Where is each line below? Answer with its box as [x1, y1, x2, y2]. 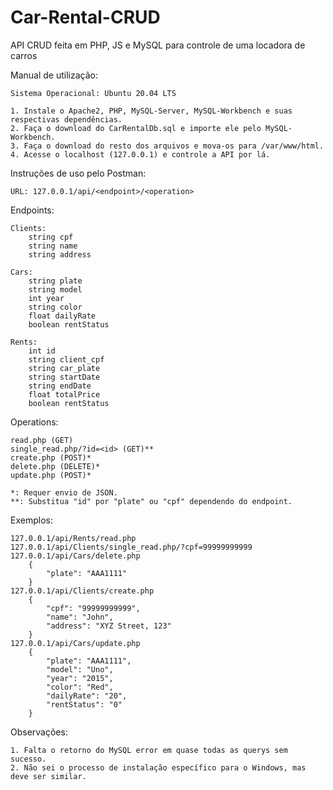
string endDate [28, 381, 92, 391]
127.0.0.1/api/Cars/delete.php [10, 551, 141, 561]
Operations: [10, 416, 59, 428]
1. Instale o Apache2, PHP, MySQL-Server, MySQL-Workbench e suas [10, 106, 293, 116]
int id [28, 346, 56, 356]
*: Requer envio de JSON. [10, 487, 118, 498]
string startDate [28, 372, 101, 382]
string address [28, 249, 92, 260]
